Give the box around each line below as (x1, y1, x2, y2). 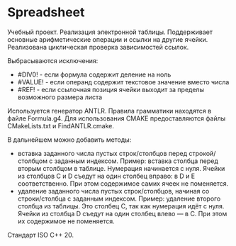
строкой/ (189, 149, 216, 157)
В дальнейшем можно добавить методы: (7, 135, 132, 144)
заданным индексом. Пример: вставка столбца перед (54, 157, 218, 165)
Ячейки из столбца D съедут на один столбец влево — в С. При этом (17, 209, 227, 218)
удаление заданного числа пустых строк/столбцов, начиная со (17, 186, 210, 195)
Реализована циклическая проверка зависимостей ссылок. (7, 43, 189, 51)
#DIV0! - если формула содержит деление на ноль (17, 70, 172, 79)
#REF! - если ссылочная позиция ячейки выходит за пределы (17, 85, 204, 94)
